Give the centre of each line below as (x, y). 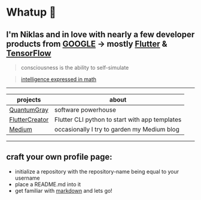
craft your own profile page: (59, 157)
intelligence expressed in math (59, 79)
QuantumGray (29, 110)
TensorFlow (29, 53)
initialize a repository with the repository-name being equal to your (97, 171)
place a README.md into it (48, 184)
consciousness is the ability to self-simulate (75, 68)
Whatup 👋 (31, 12)
